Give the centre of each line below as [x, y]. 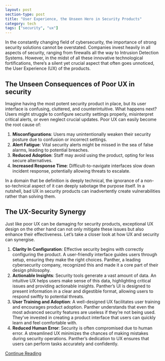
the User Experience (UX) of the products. [48, 68]
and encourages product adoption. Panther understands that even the [83, 307]
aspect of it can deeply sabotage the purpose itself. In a [88, 185]
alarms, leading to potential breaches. [50, 150]
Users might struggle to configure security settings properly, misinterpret [79, 114]
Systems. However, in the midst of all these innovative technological [74, 58]
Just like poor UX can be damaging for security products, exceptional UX [79, 224]
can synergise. [20, 239]
